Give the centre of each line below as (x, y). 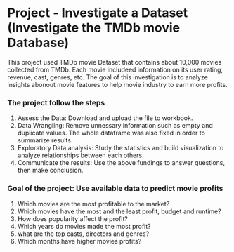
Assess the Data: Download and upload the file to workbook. (105, 118)
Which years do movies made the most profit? (84, 226)
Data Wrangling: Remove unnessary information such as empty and (115, 126)
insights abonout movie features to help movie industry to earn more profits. (117, 84)
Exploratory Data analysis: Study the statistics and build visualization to (121, 148)
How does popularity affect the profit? (72, 218)
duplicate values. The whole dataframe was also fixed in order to (111, 133)
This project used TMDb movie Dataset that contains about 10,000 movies (115, 62)
